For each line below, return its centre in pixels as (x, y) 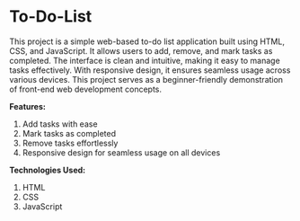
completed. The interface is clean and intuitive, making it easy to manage (145, 60)
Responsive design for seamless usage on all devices (121, 152)
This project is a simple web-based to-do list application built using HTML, (147, 41)
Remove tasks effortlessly (70, 143)
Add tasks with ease (60, 124)
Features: (28, 106)
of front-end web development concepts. (86, 89)
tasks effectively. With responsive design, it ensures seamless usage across (150, 70)
